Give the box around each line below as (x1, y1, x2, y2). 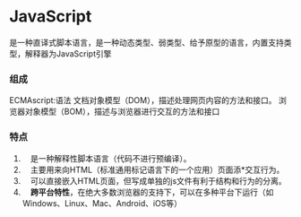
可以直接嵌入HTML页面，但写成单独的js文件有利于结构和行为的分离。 (30, 175, 287, 186)
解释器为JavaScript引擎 (24, 48, 112, 59)
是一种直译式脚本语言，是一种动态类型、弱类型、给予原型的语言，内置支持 (9, 37, 284, 48)
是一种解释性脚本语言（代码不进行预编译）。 (30, 152, 192, 163)
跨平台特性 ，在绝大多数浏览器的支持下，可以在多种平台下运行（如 (30, 187, 274, 197)
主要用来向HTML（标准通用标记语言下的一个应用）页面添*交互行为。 (30, 164, 285, 175)
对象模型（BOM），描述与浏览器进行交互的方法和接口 (24, 106, 220, 117)
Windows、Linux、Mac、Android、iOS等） (21, 197, 182, 208)
